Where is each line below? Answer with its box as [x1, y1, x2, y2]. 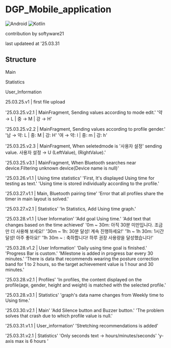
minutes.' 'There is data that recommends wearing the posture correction [5, 255, 159, 262]
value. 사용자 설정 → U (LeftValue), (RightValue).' [5, 149, 106, 155]
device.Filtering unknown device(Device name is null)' [5, 165, 119, 171]
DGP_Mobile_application [5, 4, 111, 15]
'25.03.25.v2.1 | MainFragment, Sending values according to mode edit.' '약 [5, 109, 163, 115]
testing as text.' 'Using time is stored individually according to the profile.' [5, 180, 160, 187]
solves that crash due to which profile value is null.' [5, 313, 113, 319]
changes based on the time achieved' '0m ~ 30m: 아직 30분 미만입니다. [5, 221, 154, 228]
